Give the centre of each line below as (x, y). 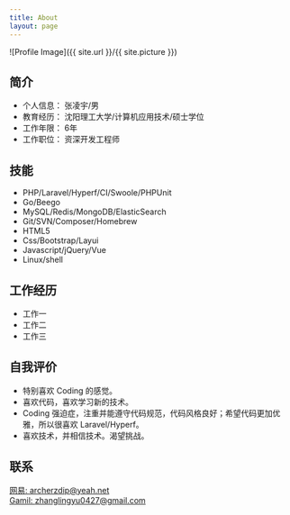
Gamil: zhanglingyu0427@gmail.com (77, 500)
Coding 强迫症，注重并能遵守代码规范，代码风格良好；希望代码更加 (147, 413)
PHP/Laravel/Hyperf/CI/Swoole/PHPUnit (97, 193)
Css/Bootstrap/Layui (60, 240)
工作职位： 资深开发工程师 (71, 140)
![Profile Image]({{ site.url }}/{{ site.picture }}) (93, 51)
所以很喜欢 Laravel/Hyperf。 (91, 424)
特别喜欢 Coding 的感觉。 (70, 390)
